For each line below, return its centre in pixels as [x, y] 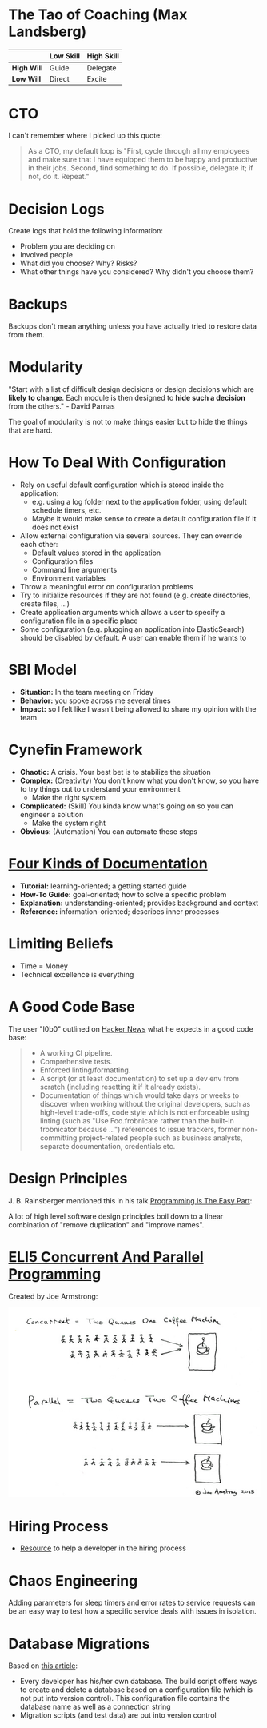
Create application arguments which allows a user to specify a [122, 613]
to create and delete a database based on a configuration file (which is [136, 1690]
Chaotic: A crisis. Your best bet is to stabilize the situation [115, 772]
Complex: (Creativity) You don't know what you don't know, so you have [139, 780]
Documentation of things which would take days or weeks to [139, 1095]
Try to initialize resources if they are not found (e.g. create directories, [135, 595]
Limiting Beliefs [61, 944]
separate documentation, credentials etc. [108, 1146]
